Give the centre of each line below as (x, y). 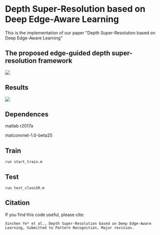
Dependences (27, 114)
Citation (18, 203)
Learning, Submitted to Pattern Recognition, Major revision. (70, 228)
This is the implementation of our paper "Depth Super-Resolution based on (80, 33)
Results (17, 88)
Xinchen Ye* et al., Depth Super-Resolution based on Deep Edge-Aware (78, 223)
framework (55, 61)
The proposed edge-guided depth (58, 53)
